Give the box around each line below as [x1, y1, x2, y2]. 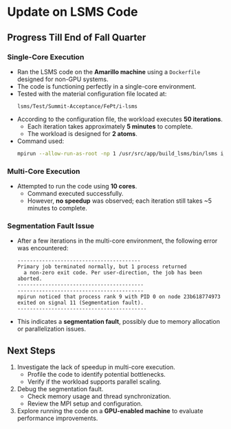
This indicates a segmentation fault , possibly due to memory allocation [16, 318, 220, 326]
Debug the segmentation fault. [16, 385, 104, 393]
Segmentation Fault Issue [7, 221, 95, 230]
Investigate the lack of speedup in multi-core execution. [16, 363, 175, 371]
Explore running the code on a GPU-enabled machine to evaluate [16, 407, 203, 415]
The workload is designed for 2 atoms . [27, 129, 137, 137]
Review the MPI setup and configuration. [27, 399, 143, 408]
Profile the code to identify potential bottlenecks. [27, 371, 166, 379]
